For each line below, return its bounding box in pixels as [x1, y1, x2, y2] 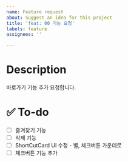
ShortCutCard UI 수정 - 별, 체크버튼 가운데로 [15, 142, 123, 149]
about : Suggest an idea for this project [6, 15, 113, 21]
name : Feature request [6, 8, 64, 15]
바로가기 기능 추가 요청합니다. [6, 84, 76, 91]
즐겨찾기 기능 [15, 127, 47, 133]
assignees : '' [6, 32, 42, 38]
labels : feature [6, 25, 47, 32]
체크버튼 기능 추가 [15, 149, 58, 157]
